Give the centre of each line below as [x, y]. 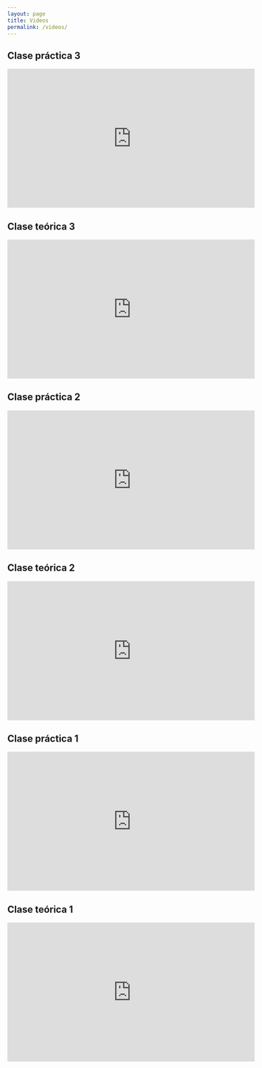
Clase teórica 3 [41, 226]
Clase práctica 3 [44, 55]
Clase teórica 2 [41, 568]
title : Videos [28, 20]
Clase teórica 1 [40, 909]
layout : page [26, 14]
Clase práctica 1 [43, 739]
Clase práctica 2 [44, 397]
